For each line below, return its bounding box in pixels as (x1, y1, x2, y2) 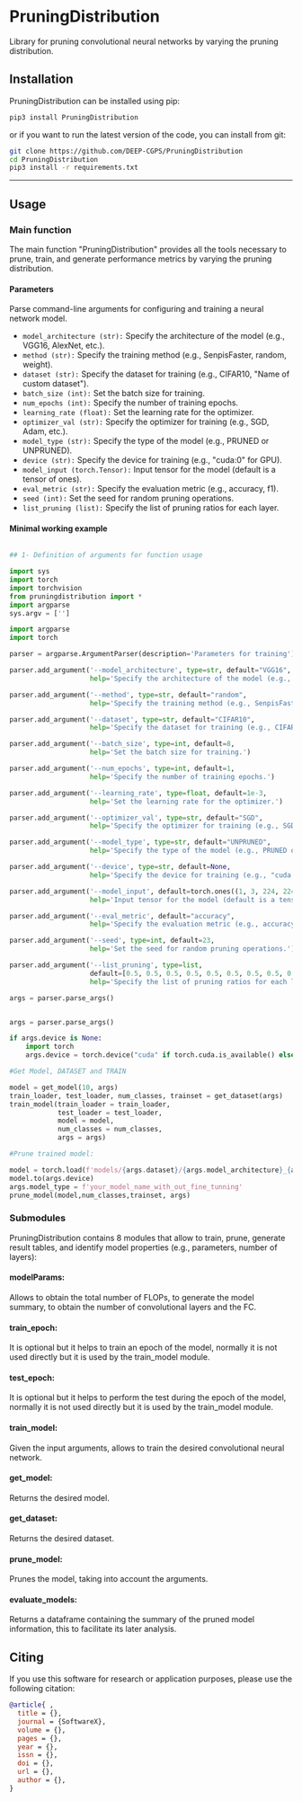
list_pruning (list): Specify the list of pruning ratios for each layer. (22, 502, 280, 513)
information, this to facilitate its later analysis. (9, 1624, 177, 1635)
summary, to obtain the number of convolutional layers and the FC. (9, 1301, 257, 1312)
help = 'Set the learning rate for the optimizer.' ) (89, 797, 283, 806)
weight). (22, 359, 54, 370)
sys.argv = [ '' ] (9, 608, 70, 617)
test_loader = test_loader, (57, 1108, 164, 1117)
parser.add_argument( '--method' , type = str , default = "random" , (9, 690, 247, 699)
